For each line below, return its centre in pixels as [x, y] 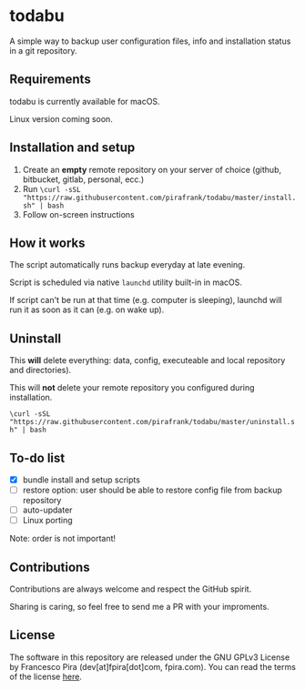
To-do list [37, 457]
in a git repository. [43, 50]
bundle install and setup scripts [81, 480]
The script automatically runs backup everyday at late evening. [127, 265]
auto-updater [47, 510]
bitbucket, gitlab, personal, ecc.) [83, 179]
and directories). [41, 370]
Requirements [50, 80]
